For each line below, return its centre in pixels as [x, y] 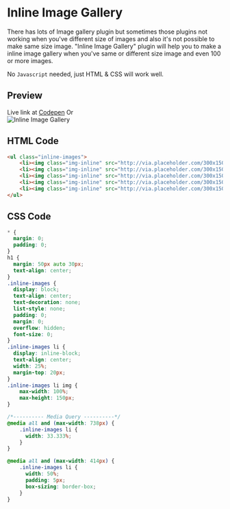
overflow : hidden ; [40, 328]
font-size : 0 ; [33, 334]
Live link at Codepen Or [40, 112]
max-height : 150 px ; [47, 398]
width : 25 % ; [30, 366]
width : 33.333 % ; [48, 436]
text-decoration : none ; [47, 303]
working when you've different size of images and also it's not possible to [111, 38]
